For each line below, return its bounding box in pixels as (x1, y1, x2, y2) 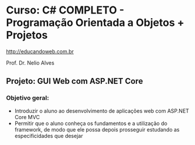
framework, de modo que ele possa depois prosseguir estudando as (14, 126, 180, 133)
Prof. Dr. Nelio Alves (6, 59, 54, 66)
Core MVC (14, 113, 40, 120)
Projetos (6, 29, 48, 42)
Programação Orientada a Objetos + (6, 16, 184, 29)
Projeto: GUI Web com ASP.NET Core (6, 76, 143, 86)
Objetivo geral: (6, 94, 49, 102)
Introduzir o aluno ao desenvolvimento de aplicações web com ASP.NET (14, 107, 189, 114)
